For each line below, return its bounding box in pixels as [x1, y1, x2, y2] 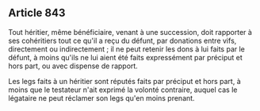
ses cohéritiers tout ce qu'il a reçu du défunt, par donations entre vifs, [8, 36, 237, 45]
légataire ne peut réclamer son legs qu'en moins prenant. [8, 93, 196, 102]
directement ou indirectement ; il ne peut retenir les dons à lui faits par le [8, 44, 246, 54]
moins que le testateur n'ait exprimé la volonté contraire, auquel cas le [8, 85, 238, 94]
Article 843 [8, 6, 66, 20]
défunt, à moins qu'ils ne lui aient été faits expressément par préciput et [8, 52, 243, 62]
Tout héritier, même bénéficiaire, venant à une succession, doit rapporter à [8, 27, 252, 36]
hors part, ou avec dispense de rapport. [8, 61, 139, 71]
